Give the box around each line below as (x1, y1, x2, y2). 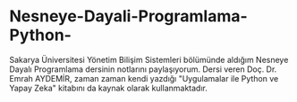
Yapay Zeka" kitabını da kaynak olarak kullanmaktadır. (9, 82, 208, 93)
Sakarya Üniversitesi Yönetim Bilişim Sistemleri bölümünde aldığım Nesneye (9, 54, 289, 65)
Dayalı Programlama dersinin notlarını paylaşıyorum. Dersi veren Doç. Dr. (9, 64, 277, 75)
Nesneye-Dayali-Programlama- (9, 6, 248, 27)
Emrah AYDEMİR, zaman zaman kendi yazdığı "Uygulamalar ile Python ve (9, 73, 279, 83)
